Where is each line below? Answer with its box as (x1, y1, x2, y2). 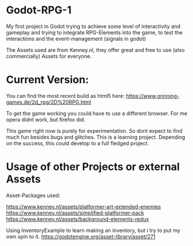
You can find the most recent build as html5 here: (6, 92, 125, 99)
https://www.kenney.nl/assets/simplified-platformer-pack (6, 209, 144, 216)
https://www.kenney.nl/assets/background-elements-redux (6, 215, 149, 222)
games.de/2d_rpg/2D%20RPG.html (6, 99, 92, 106)
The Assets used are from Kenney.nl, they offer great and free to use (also (6, 46, 185, 53)
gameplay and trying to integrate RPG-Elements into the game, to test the (6, 29, 183, 36)
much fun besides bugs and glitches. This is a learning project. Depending (6, 133, 185, 140)
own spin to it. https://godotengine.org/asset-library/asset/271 (6, 233, 156, 240)
